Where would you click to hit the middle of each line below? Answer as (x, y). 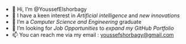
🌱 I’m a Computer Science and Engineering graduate (77, 22)
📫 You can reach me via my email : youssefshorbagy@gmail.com (93, 35)
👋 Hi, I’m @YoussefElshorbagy (49, 9)
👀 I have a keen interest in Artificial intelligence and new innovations (96, 15)
